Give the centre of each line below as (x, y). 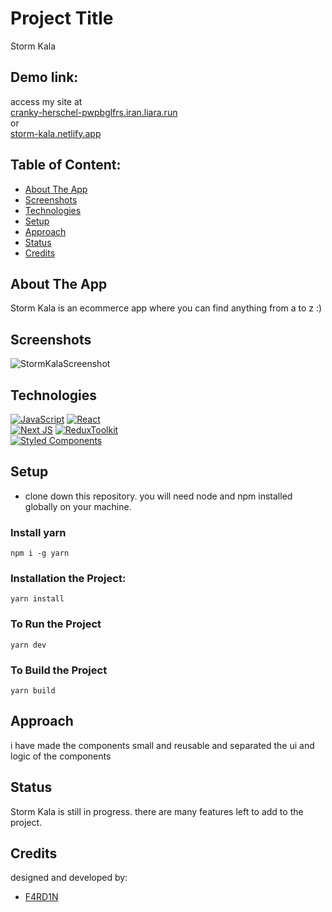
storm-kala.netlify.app (56, 133)
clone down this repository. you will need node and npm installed (158, 496)
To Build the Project (59, 670)
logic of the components (61, 756)
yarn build (33, 691)
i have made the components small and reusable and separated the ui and (162, 745)
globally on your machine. (78, 506)
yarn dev (28, 645)
